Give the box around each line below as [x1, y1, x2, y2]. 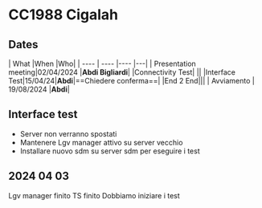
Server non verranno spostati [19, 128, 117, 138]
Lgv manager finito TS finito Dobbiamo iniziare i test [8, 190, 181, 200]
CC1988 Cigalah [8, 6, 119, 24]
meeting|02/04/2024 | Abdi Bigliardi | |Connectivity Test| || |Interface [8, 67, 235, 77]
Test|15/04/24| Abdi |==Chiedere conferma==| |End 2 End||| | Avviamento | [8, 76, 255, 85]
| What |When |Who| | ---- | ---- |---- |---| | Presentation [8, 59, 197, 68]
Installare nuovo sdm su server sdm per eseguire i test [19, 146, 200, 156]
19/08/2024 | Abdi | [8, 84, 70, 94]
